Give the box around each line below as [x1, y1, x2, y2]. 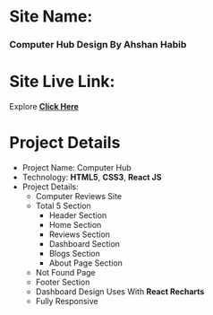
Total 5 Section [35, 200, 91, 211]
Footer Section [35, 276, 90, 287]
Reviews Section [48, 229, 110, 240]
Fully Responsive [35, 295, 98, 306]
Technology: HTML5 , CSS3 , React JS [21, 171, 162, 182]
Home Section [48, 219, 102, 230]
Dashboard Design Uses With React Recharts [35, 285, 205, 297]
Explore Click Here [9, 101, 79, 112]
